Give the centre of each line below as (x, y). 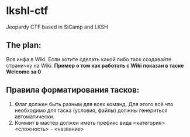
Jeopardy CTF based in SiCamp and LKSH (57, 27)
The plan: (24, 45)
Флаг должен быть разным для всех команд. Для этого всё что (94, 104)
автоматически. (34, 116)
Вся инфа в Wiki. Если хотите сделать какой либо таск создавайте (89, 59)
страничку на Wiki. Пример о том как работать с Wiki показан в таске (95, 65)
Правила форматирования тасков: (73, 90)
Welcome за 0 (24, 72)
